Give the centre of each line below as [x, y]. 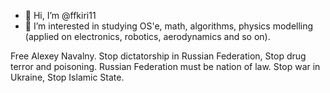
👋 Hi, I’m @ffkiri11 [60, 15]
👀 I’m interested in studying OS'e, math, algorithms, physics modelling [169, 26]
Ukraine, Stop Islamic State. [67, 77]
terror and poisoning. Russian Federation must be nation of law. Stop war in [165, 66]
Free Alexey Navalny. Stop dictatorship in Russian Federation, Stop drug [158, 56]
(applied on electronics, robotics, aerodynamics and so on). [147, 36]
